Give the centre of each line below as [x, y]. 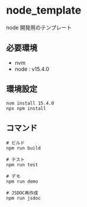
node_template [44, 10]
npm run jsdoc [24, 198]
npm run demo [22, 181]
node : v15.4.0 [32, 69]
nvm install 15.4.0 [30, 103]
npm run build [24, 148]
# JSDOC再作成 [22, 193]
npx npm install [26, 108]
